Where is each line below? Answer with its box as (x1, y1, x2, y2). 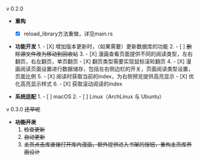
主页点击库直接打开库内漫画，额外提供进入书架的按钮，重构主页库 (23, 141, 187, 148)
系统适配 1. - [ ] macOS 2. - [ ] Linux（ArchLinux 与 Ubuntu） (14, 93, 165, 101)
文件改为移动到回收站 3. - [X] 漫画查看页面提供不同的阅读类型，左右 (25, 50, 193, 57)
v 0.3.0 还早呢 (6, 106, 41, 113)
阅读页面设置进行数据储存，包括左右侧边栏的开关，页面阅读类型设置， (20, 65, 193, 72)
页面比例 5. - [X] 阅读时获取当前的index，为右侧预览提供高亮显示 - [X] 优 (14, 73, 195, 80)
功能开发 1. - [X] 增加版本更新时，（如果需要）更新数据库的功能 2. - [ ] (14, 43, 186, 50)
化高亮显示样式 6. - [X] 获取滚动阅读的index (14, 80, 123, 87)
